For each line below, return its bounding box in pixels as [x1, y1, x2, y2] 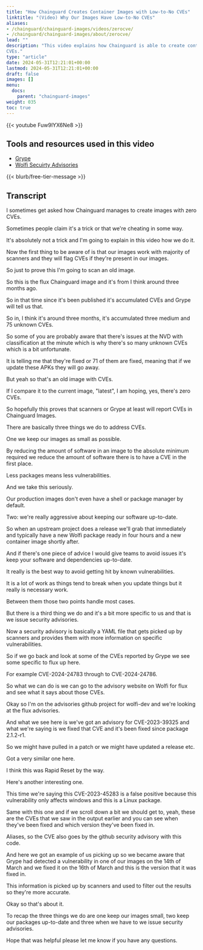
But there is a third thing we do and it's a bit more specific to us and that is [6, 610, 192, 617]
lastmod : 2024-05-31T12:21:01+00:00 [6, 65, 98, 71]
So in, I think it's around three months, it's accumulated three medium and [6, 314, 190, 322]
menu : [6, 82, 20, 88]
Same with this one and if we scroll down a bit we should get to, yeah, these [6, 808, 196, 815]
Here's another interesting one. [6, 779, 84, 786]
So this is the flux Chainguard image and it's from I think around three [6, 278, 179, 285]
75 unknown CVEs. [6, 321, 54, 328]
